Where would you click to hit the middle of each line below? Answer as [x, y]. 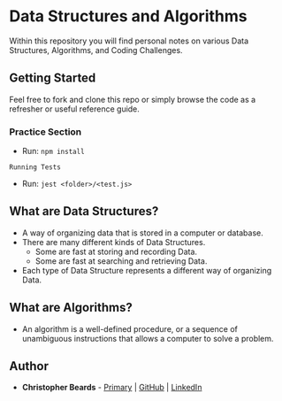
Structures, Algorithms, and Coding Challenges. [96, 50]
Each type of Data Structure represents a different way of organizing [147, 270]
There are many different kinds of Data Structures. [114, 242]
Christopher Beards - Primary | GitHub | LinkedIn [112, 388]
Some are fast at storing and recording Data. [116, 251]
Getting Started [53, 78]
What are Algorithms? [71, 308]
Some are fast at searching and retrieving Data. [121, 261]
